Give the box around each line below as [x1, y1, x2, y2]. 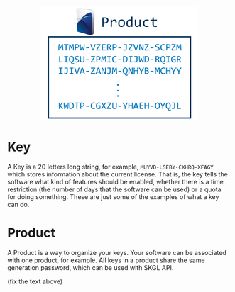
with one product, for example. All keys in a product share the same [7, 256, 205, 264]
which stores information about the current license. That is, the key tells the [7, 169, 229, 179]
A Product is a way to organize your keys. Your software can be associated [7, 248, 227, 257]
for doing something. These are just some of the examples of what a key [7, 192, 219, 201]
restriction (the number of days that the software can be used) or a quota [7, 185, 222, 193]
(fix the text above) [7, 277, 63, 286]
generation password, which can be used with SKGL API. [7, 263, 174, 271]
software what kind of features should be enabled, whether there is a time [7, 177, 224, 186]
